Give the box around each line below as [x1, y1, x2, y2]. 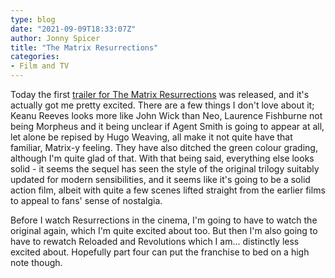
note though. [10, 257, 63, 268]
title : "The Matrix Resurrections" [10, 42, 159, 53]
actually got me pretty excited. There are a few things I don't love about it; [10, 99, 315, 111]
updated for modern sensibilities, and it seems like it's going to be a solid [10, 174, 311, 185]
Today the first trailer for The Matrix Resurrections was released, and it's [10, 89, 310, 100]
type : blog [10, 14, 56, 25]
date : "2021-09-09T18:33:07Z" [10, 24, 137, 34]
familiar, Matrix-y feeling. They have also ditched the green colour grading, [10, 142, 318, 153]
